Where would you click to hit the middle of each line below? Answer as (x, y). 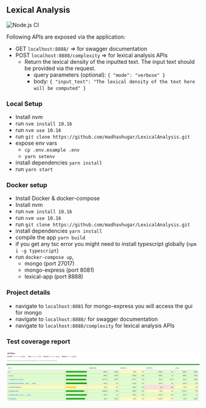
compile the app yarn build (50, 237)
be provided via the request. (60, 68)
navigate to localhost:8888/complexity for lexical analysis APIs (95, 325)
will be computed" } (60, 88)
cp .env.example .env (52, 150)
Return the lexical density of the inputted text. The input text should (109, 61)
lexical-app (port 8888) (54, 277)
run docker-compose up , (44, 257)
